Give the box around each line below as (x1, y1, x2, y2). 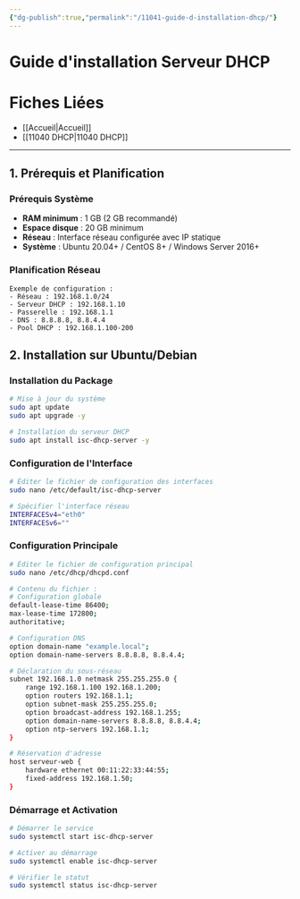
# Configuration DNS (9, 633, 87, 642)
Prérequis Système (9, 193, 94, 206)
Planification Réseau (9, 264, 101, 276)
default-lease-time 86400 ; (9, 601, 110, 610)
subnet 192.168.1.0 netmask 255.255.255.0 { (9, 674, 178, 684)
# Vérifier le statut (9, 873, 90, 882)
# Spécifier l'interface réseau (9, 502, 129, 511)
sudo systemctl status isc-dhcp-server (9, 881, 158, 890)
